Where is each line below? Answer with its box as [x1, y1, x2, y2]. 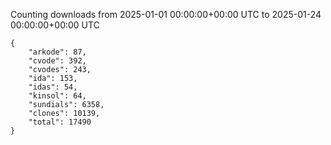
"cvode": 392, [28, 56, 87, 66]
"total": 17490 [28, 117, 92, 127]
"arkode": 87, [28, 47, 87, 57]
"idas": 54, [28, 82, 78, 92]
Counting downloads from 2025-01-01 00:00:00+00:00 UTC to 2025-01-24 [10, 9, 322, 20]
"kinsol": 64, [28, 91, 87, 101]
